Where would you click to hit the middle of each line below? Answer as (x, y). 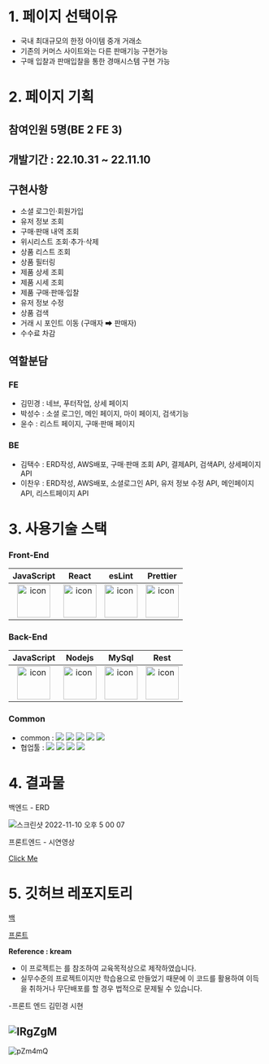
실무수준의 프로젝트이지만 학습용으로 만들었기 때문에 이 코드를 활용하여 (132, 978)
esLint (121, 576)
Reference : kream (40, 951)
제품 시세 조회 (42, 282)
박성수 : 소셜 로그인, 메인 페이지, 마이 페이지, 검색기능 (104, 414)
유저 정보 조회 (42, 221)
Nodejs (80, 658)
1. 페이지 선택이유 (63, 17)
